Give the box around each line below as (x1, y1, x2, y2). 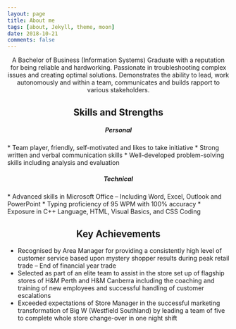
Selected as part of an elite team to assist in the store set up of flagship (17, 269, 225, 278)
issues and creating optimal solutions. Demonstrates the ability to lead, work (7, 71, 230, 80)
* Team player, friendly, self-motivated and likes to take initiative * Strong (7, 144, 220, 152)
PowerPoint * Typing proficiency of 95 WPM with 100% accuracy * (7, 200, 201, 209)
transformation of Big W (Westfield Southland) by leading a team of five (17, 306, 225, 315)
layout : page (7, 10, 46, 18)
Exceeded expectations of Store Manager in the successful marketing (17, 299, 221, 307)
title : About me (7, 17, 55, 24)
